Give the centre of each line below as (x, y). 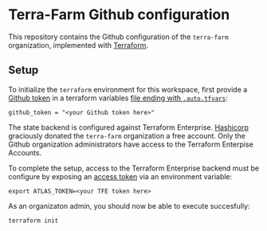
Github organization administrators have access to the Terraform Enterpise (131, 144)
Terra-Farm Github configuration (119, 15)
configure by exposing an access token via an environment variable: (120, 176)
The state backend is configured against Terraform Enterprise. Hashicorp (129, 127)
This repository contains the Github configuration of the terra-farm (118, 37)
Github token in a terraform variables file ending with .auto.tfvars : (118, 98)
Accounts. (25, 152)
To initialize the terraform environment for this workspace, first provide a (128, 89)
